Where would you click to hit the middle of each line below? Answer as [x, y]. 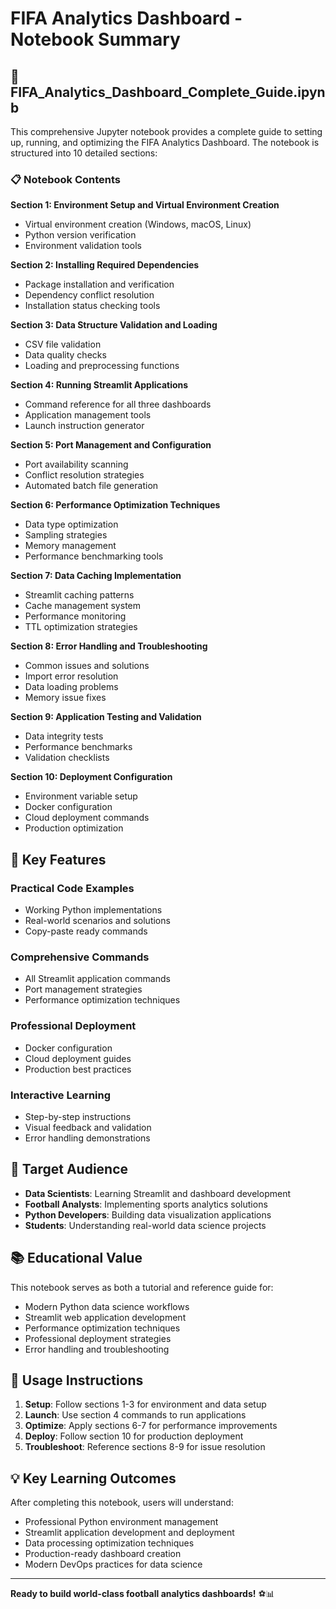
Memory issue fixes [65, 698]
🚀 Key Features [58, 859]
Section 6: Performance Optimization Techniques [115, 505]
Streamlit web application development [105, 1317]
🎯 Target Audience [69, 1169]
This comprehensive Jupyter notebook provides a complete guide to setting [166, 131]
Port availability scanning [76, 464]
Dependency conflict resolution [89, 295]
